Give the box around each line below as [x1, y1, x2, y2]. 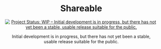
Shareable [60, 3, 102, 14]
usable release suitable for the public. [44, 38, 119, 44]
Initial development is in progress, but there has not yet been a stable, [12, 33, 151, 39]
